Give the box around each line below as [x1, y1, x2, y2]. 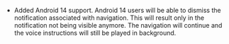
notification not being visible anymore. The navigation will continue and [13, 21, 223, 29]
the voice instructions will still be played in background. [13, 28, 177, 37]
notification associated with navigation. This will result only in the [13, 13, 204, 22]
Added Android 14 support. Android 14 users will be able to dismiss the [13, 6, 221, 14]
